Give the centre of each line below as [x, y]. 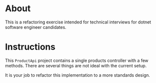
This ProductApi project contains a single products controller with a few [77, 60]
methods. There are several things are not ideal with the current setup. [76, 65]
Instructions [30, 47]
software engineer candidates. [36, 27]
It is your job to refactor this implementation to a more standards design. [78, 75]
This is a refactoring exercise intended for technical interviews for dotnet [78, 22]
